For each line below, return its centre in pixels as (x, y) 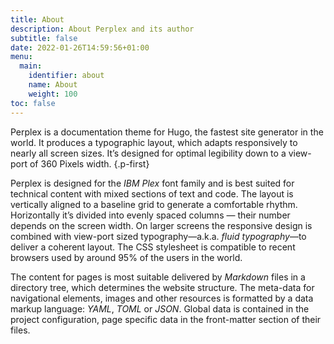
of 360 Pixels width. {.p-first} (89, 163)
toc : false (33, 103)
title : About (37, 19)
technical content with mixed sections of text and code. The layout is (152, 193)
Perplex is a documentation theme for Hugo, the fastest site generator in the (167, 132)
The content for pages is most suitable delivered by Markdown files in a (158, 277)
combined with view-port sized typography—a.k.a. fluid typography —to (158, 236)
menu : (21, 57)
